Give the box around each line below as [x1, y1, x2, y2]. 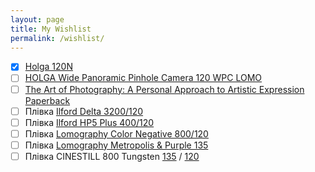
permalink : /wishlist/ [10, 33, 105, 43]
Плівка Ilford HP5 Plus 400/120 [24, 116, 155, 128]
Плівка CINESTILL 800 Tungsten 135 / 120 [24, 150, 200, 162]
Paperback [24, 94, 71, 106]
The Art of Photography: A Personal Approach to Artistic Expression [24, 83, 305, 95]
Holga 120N [24, 61, 73, 73]
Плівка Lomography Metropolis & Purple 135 [24, 139, 209, 151]
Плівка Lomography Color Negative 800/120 [24, 127, 209, 140]
